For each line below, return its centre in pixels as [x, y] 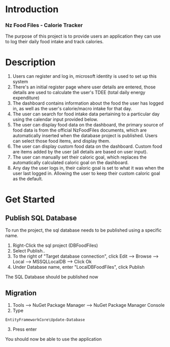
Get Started [30, 199]
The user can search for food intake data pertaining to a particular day [86, 114]
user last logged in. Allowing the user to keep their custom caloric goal [86, 173]
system [20, 82]
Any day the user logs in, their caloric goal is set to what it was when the [88, 168]
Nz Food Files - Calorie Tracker [44, 25]
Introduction [32, 9]
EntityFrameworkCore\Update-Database [45, 320]
